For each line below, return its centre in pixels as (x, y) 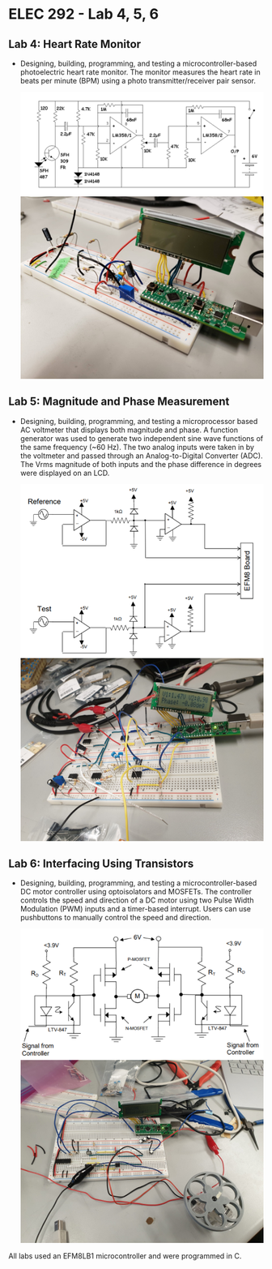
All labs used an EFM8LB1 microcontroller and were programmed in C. (125, 1256)
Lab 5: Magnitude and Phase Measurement (119, 402)
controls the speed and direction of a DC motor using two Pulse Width (137, 900)
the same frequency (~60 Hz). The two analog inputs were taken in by (137, 447)
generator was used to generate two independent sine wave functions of (142, 438)
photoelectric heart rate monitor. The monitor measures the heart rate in (140, 72)
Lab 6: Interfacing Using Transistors (101, 863)
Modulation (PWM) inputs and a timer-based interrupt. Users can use (135, 909)
